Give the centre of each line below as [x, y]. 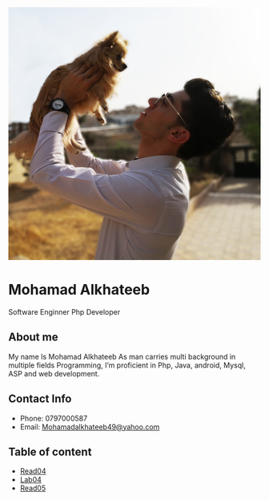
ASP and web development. [54, 373]
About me [33, 337]
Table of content [50, 451]
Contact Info [40, 399]
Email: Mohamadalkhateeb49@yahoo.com [90, 427]
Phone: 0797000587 [54, 418]
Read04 [33, 471]
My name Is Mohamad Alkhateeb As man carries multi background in [122, 356]
